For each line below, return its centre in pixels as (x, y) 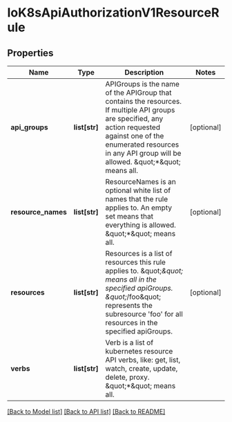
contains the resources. (143, 101)
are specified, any (134, 119)
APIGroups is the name (142, 84)
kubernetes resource (139, 351)
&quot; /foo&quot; (133, 297)
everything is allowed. (141, 225)
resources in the (132, 323)
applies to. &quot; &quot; (144, 271)
